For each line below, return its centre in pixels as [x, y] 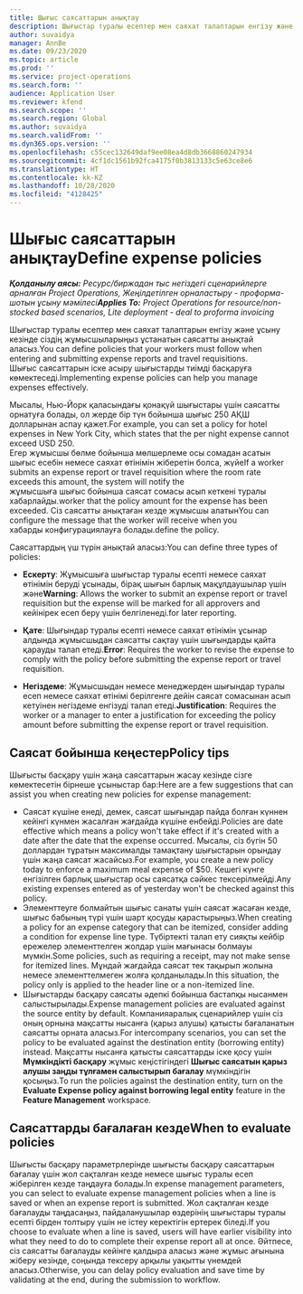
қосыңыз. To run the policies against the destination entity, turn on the [152, 1081]
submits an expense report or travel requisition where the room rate [135, 472]
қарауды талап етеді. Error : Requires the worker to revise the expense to [158, 649]
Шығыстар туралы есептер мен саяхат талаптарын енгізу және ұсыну [145, 329]
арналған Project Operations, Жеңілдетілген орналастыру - [124, 293]
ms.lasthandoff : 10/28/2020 [62, 186]
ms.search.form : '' [46, 85]
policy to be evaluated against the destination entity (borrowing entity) [153, 1042]
